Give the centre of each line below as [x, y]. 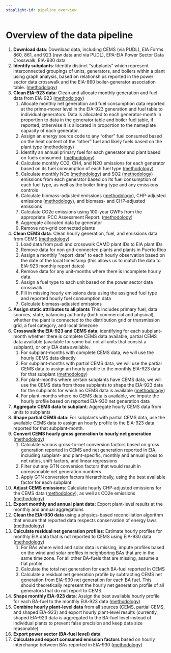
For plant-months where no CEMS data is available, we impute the [90, 396]
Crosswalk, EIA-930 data [39, 60]
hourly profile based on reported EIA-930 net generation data [85, 401]
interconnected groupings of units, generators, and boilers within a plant [89, 71]
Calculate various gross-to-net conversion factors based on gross [90, 444]
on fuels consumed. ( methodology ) [58, 157]
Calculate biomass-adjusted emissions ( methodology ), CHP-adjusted [93, 195]
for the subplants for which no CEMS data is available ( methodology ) [93, 390]
